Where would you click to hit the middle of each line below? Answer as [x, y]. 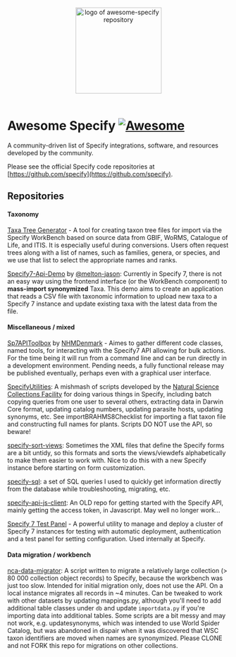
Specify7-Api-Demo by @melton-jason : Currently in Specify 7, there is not [114, 273]
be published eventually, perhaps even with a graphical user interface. [109, 373]
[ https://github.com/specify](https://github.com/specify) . [90, 174]
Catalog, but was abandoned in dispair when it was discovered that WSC [113, 630]
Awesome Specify [62, 126]
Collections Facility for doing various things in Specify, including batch [110, 394]
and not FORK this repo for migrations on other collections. [93, 645]
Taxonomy [23, 214]
